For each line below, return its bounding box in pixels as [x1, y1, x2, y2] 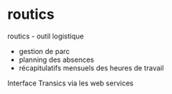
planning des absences [18, 55, 95, 64]
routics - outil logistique [7, 31, 84, 41]
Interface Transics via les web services [7, 78, 134, 88]
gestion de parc [18, 46, 70, 56]
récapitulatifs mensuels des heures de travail [18, 63, 164, 72]
